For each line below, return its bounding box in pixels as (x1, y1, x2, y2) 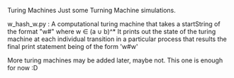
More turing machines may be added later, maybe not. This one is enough (7, 56, 223, 65)
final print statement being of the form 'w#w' (7, 43, 138, 50)
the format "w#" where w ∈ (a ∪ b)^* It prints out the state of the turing (7, 28, 216, 35)
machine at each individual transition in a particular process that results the (7, 35, 227, 43)
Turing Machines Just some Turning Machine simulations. (7, 6, 176, 14)
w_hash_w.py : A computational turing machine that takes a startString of (7, 20, 221, 28)
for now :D (7, 64, 38, 72)
